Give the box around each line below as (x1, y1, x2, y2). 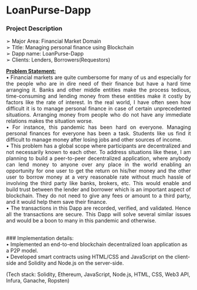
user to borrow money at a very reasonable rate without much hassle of (6, 173, 191, 180)
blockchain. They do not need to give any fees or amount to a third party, (6, 192, 191, 199)
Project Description (6, 25, 63, 33)
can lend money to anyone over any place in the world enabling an (6, 161, 191, 168)
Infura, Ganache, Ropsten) (6, 277, 70, 284)
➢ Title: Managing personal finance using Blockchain (6, 44, 134, 51)
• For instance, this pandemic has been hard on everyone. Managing (6, 124, 191, 131)
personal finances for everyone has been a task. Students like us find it (6, 130, 191, 137)
